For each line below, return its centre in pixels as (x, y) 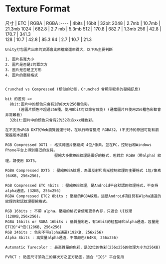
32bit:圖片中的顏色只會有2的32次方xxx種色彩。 (53, 120)
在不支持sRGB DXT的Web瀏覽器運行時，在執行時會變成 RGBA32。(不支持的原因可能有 (80, 130)
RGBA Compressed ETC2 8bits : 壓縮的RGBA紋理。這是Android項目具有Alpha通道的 (83, 196)
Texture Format (38, 9)
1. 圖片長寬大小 (20, 59)
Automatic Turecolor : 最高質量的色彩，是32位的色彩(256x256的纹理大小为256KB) (83, 247)
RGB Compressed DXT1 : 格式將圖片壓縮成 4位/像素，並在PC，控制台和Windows (79, 145)
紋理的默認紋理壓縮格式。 (27, 201)
